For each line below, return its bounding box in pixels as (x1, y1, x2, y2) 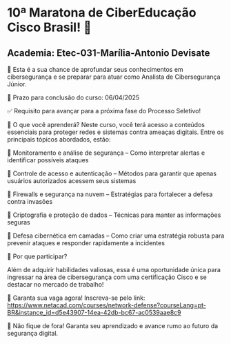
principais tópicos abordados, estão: (7, 135, 111, 143)
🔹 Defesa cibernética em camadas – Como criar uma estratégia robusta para (7, 231, 225, 240)
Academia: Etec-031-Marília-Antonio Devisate (7, 47, 210, 59)
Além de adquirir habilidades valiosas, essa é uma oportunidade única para (7, 266, 221, 274)
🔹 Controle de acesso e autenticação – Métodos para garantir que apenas (7, 169, 217, 178)
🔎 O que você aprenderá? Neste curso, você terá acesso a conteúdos (7, 121, 205, 128)
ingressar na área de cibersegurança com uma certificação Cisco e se (7, 273, 207, 281)
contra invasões (7, 198, 53, 205)
